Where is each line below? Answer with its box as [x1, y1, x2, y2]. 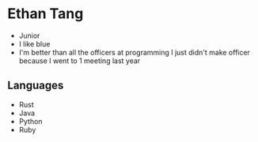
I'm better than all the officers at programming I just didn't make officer [18, 47, 251, 57]
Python [18, 116, 43, 126]
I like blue [18, 39, 51, 48]
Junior [18, 31, 40, 40]
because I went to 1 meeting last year [18, 56, 141, 65]
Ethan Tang [7, 5, 84, 23]
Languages [7, 79, 64, 92]
